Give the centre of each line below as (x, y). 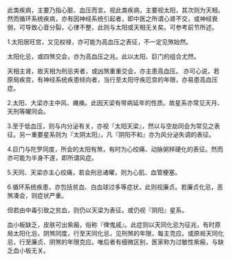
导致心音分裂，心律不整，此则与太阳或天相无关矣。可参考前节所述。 (121, 27)
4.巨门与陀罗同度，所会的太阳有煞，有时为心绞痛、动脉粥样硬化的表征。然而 (115, 149)
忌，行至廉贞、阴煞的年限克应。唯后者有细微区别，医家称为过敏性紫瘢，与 (112, 242)
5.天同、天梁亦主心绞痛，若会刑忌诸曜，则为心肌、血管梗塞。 (94, 172)
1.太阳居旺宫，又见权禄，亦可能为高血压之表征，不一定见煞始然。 (100, 42)
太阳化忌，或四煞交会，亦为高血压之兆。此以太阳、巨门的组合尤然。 (103, 56)
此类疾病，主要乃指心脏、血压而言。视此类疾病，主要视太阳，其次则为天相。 (115, 10)
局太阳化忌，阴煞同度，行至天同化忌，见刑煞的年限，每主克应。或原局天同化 (115, 233)
